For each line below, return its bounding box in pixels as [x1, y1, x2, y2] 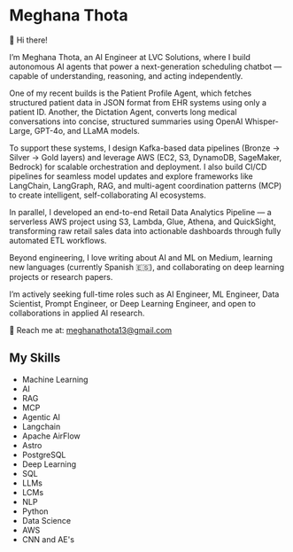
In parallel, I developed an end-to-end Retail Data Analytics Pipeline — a [9, 206, 272, 217]
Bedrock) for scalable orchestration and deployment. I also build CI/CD [9, 161, 267, 172]
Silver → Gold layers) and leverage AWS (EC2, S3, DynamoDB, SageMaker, [9, 152, 282, 162]
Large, [9, 125, 33, 136]
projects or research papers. [9, 271, 113, 282]
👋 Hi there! [9, 35, 49, 45]
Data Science [21, 515, 72, 525]
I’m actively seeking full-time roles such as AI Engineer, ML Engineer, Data [9, 289, 280, 299]
